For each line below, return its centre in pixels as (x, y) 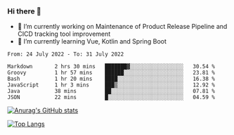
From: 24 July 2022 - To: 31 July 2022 (66, 54)
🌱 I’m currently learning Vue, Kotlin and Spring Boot (92, 41)
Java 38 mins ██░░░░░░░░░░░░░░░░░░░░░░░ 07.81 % (111, 91)
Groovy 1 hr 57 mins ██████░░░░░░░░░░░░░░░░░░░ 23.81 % (111, 73)
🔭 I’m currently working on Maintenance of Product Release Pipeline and (122, 27)
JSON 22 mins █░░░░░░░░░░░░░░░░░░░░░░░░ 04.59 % (111, 98)
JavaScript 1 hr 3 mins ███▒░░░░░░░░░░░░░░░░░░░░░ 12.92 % (111, 85)
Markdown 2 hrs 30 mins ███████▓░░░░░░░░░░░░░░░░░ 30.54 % (111, 67)
